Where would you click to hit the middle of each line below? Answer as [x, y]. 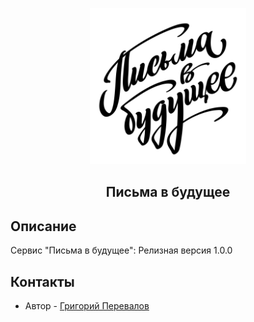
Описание [43, 226]
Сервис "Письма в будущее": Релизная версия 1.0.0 [121, 250]
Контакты [42, 281]
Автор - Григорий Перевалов [87, 306]
